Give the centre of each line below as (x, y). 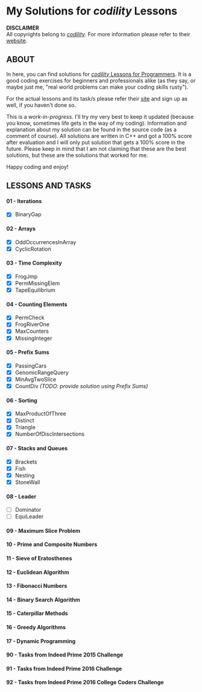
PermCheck (30, 318)
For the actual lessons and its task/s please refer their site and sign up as (97, 98)
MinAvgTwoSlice (35, 379)
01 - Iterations (24, 201)
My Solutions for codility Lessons (92, 11)
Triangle (25, 427)
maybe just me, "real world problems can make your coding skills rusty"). (97, 87)
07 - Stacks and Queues (37, 448)
